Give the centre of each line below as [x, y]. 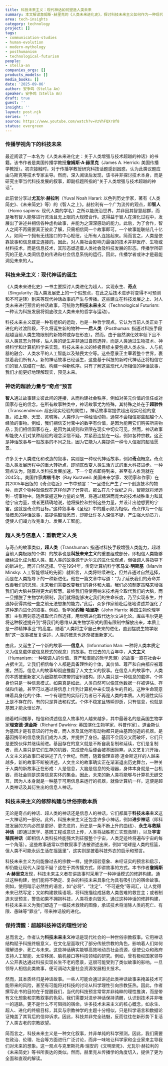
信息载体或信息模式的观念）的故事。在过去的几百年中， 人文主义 [79, 651]
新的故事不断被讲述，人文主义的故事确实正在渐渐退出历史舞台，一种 [88, 762]
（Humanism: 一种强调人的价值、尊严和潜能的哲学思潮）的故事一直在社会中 [83, 658]
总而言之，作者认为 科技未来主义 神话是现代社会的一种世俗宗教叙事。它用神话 [84, 937]
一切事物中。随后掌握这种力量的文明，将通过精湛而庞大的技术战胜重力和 [84, 496]
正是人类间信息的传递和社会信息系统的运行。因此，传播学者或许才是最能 [88, 254]
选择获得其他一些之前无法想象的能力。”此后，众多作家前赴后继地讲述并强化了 [84, 603]
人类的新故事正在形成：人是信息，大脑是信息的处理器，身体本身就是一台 [84, 768]
